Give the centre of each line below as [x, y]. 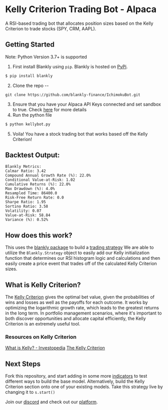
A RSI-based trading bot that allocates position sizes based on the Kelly [79, 23]
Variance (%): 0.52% [27, 220]
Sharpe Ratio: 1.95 [26, 202]
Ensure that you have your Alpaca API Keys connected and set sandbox [87, 104]
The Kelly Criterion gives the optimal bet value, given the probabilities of [80, 297]
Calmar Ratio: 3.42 [26, 171]
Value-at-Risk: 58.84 [28, 215]
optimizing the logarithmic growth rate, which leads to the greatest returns [82, 307]
